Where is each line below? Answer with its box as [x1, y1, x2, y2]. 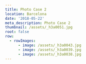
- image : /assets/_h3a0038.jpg [17, 51, 82, 57]
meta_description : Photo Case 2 [5, 20, 70, 26]
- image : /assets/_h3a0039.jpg [17, 47, 82, 52]
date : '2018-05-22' [5, 16, 45, 21]
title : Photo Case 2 [5, 7, 47, 12]
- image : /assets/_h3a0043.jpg [17, 43, 82, 48]
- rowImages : [9, 38, 36, 43]
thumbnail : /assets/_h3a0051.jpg [5, 25, 73, 30]
